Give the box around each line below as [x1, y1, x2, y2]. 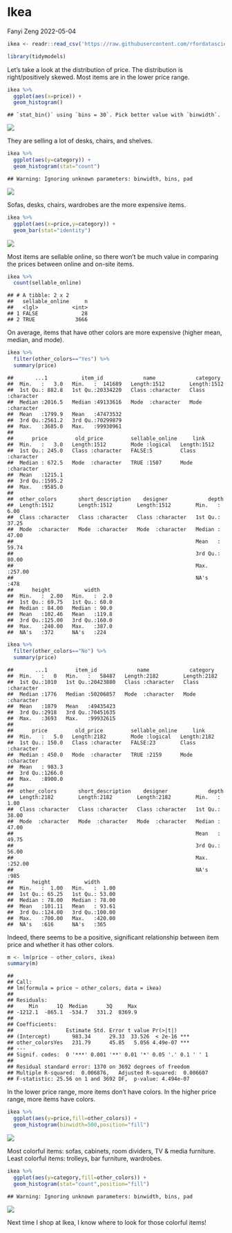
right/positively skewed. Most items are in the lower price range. [7, 73, 190, 81]
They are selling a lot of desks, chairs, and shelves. [7, 136, 153, 145]
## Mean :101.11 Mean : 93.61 [7, 903, 116, 910]
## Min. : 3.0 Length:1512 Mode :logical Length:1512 [7, 441, 215, 448]
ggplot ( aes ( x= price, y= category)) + [13, 220, 116, 227]
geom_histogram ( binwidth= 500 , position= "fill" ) [13, 1122, 150, 1128]
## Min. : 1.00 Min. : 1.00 [7, 884, 116, 892]
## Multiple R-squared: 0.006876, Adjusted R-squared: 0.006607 [7, 1070, 209, 1077]
